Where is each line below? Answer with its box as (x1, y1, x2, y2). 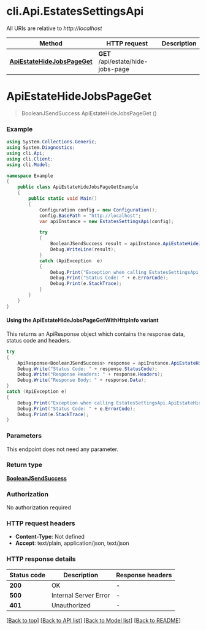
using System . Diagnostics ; (6, 145, 75, 151)
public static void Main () (28, 195, 97, 202)
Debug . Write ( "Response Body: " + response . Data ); (17, 377, 147, 384)
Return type (6, 461, 43, 469)
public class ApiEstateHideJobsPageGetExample (17, 184, 139, 191)
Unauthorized (51, 601, 91, 609)
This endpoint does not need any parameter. (6, 446, 118, 453)
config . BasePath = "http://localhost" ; (39, 213, 141, 219)
